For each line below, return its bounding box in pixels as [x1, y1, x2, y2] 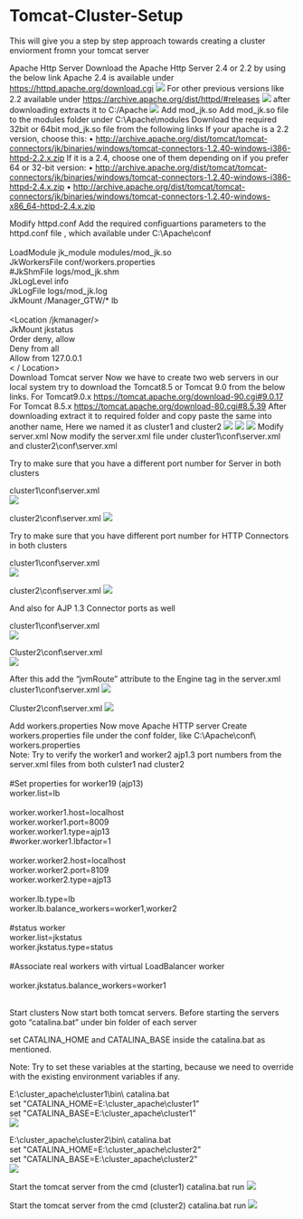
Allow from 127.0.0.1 [9, 352, 83, 363]
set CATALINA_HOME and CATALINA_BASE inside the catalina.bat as [9, 1033, 266, 1045]
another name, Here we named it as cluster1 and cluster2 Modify [9, 421, 284, 432]
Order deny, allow [9, 333, 75, 344]
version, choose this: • [9, 133, 94, 144]
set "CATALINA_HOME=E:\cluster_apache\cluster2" [9, 1144, 202, 1155]
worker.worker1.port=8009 [9, 816, 109, 827]
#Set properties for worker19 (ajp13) [9, 777, 144, 788]
